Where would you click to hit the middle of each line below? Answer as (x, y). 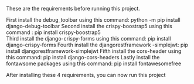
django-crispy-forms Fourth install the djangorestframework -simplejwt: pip (97, 45)
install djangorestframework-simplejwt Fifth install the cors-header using (94, 51)
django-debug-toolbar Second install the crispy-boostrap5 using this (89, 26)
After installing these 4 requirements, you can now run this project (86, 75)
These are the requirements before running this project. (73, 9)
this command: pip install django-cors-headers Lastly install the (83, 57)
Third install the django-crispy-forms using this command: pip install (89, 38)
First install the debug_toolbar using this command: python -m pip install (93, 20)
